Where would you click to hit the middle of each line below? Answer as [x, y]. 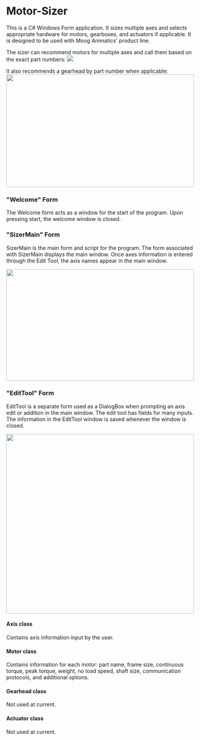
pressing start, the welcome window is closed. [64, 219]
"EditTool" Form [30, 393]
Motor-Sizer [37, 11]
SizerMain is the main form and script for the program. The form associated [100, 247]
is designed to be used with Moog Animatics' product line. [78, 40]
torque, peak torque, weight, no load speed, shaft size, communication [94, 671]
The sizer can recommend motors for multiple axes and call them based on [99, 52]
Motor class [22, 651]
